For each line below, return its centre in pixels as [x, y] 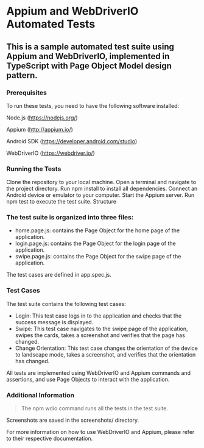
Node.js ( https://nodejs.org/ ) [42, 118]
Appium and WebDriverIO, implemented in [88, 56]
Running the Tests [34, 169]
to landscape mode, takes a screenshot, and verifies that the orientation [105, 354]
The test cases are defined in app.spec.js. [59, 275]
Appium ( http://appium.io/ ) [40, 129]
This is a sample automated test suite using [90, 47]
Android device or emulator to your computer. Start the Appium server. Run [100, 195]
